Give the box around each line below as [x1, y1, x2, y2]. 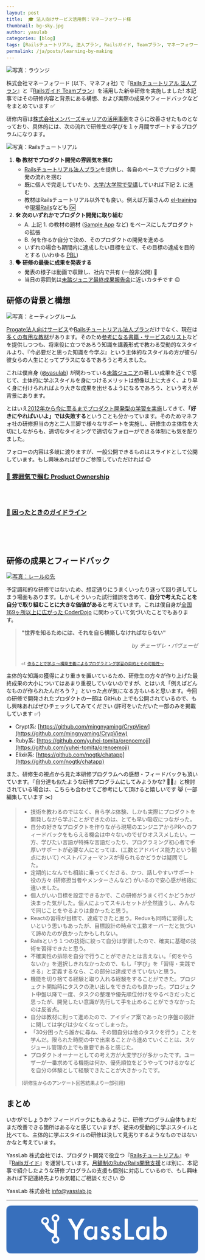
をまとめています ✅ [6, 102, 55, 109]
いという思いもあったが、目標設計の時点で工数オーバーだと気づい [30, 922, 196, 930]
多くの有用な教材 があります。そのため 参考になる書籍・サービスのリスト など [6, 333, 198, 341]
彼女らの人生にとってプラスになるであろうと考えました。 [6, 356, 150, 363]
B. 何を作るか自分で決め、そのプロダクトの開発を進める [24, 236, 164, 243]
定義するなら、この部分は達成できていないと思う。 [51, 967, 179, 975]
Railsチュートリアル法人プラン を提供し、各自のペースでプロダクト [24, 165, 190, 173]
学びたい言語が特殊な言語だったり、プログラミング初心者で [41, 839, 190, 846]
